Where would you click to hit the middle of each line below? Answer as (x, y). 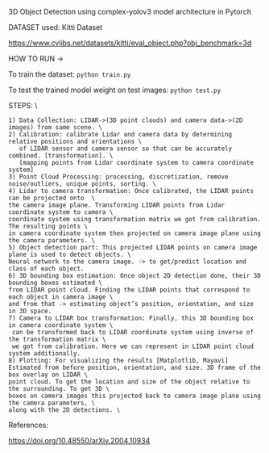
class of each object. (46, 269)
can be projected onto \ (52, 198)
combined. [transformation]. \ (61, 156)
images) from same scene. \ (56, 128)
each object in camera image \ (61, 297)
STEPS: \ (23, 105)
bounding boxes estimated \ (56, 283)
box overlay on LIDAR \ (48, 375)
